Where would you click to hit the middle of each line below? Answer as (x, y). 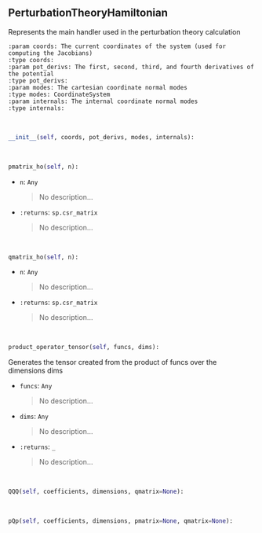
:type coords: (31, 60)
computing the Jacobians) (50, 53)
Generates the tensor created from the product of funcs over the (113, 362)
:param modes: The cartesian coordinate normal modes (98, 87)
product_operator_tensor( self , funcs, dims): (84, 347)
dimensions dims (36, 371)
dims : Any (34, 417)
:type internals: (36, 108)
